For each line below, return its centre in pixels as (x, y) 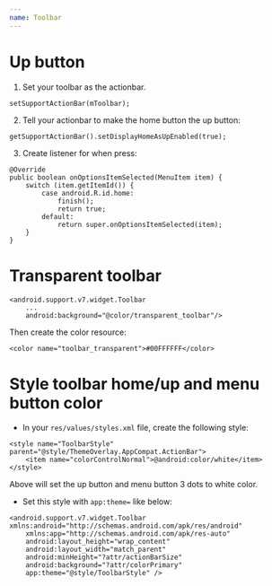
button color (56, 402)
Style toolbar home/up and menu (135, 384)
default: (58, 216)
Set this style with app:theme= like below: (97, 502)
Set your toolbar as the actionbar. (84, 87)
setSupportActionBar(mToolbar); (70, 103)
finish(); (75, 201)
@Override (28, 170)
